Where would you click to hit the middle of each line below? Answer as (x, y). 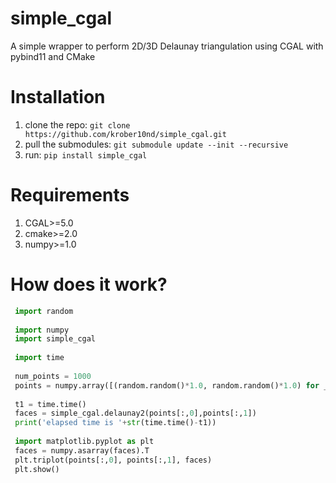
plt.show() (37, 469)
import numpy (42, 330)
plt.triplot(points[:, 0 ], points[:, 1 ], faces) (113, 460)
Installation (58, 97)
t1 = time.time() (50, 404)
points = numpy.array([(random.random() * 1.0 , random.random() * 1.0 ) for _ (171, 385)
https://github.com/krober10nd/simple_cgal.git (125, 134)
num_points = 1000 (53, 376)
